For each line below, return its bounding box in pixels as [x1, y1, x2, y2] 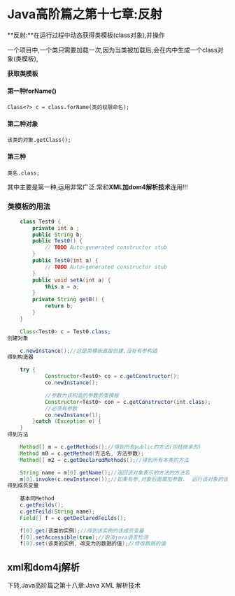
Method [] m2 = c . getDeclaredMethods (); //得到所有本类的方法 [20, 456, 189, 463]
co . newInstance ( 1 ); [44, 412, 101, 419]
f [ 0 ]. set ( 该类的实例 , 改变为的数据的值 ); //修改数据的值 [20, 540, 166, 547]
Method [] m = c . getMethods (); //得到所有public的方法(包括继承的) [20, 444, 201, 451]
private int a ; [32, 224, 80, 231]
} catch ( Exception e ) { [32, 418, 101, 425]
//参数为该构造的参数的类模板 [44, 392, 119, 399]
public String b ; [32, 231, 83, 238]
